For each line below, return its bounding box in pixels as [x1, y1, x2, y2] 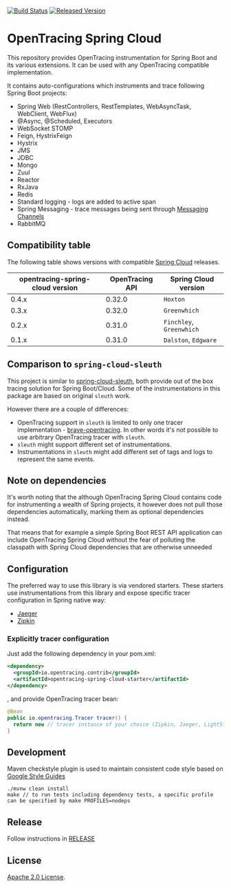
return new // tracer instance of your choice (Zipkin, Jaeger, [13, 721, 201, 728]
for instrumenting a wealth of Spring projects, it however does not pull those [7, 500, 223, 509]
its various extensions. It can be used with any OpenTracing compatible [7, 61, 210, 69]
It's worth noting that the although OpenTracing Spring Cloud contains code [7, 493, 222, 502]
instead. [7, 515, 30, 524]
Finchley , [164, 317, 195, 326]
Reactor [16, 175, 40, 184]
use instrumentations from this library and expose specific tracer [7, 589, 191, 597]
